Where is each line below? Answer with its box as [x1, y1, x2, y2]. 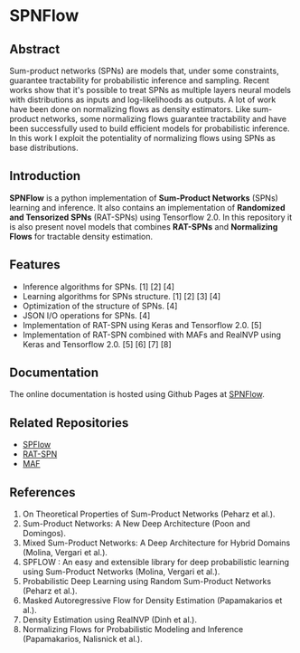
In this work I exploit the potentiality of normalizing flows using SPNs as [9, 133, 276, 143]
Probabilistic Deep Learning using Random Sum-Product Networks [22, 576, 272, 587]
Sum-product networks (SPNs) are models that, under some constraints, [9, 65, 279, 76]
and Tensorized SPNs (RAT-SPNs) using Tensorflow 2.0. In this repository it [9, 212, 292, 222]
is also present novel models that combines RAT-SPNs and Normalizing [9, 221, 278, 232]
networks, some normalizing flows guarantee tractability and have [40, 114, 287, 124]
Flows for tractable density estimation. [9, 231, 154, 241]
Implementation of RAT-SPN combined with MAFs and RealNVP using [22, 329, 282, 340]
